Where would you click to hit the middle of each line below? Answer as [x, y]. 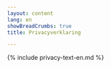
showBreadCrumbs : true [39, 26]
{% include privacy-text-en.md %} [56, 58]
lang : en [20, 20]
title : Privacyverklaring [44, 32]
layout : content [30, 13]
